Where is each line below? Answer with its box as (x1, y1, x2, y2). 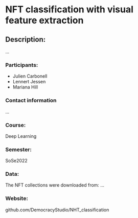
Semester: (5, 146, 32, 153)
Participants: (5, 61, 38, 68)
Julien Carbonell (12, 73, 48, 79)
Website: (5, 195, 28, 202)
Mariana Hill (12, 84, 38, 90)
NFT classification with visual (5, 4, 134, 15)
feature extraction (5, 14, 84, 26)
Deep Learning (5, 133, 37, 139)
